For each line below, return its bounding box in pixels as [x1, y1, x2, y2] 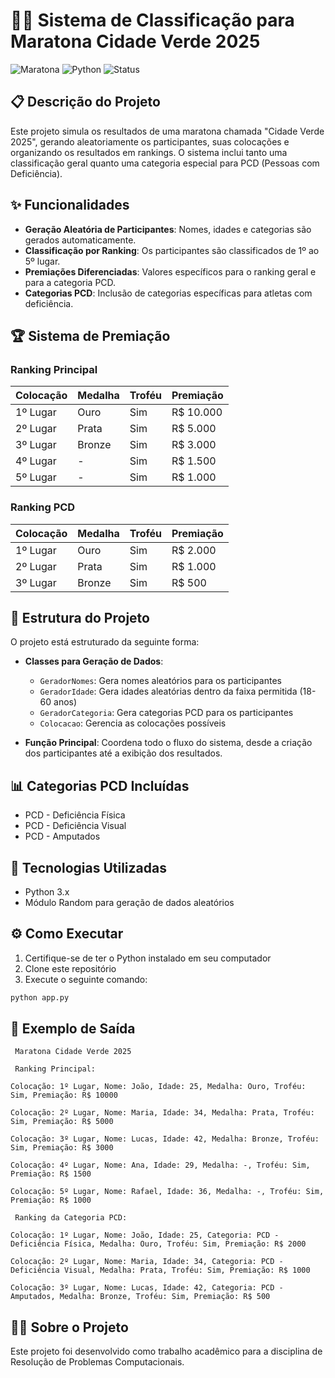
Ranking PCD [10, 500, 76, 514]
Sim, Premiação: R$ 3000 [10, 1143, 114, 1153]
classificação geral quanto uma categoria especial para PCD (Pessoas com [10, 157, 320, 169]
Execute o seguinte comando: [24, 973, 148, 985]
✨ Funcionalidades [10, 197, 130, 214]
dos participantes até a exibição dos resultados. [24, 747, 223, 759]
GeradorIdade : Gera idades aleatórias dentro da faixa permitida [39, 685, 298, 698]
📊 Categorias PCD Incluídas [10, 777, 190, 794]
